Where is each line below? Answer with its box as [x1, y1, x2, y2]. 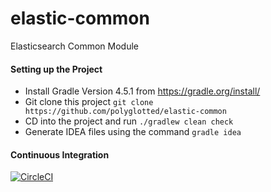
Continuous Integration [10, 148, 110, 161]
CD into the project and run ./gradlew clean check [24, 115, 234, 127]
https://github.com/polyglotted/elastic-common [24, 107, 227, 117]
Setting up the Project [10, 63, 103, 75]
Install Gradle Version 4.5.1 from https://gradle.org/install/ [24, 85, 261, 97]
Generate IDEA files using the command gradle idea [24, 126, 242, 138]
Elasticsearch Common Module [10, 40, 140, 52]
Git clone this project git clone [24, 96, 154, 108]
